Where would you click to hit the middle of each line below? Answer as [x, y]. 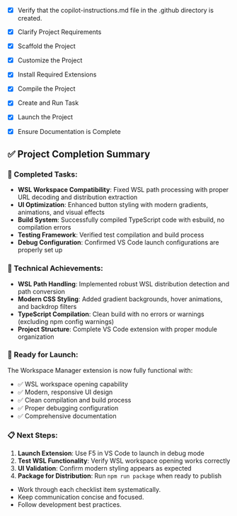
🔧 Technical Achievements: [56, 269]
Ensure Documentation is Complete [69, 131]
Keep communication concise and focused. [81, 497]
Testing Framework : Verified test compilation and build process [111, 235]
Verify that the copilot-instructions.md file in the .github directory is [116, 10]
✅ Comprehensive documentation [67, 416]
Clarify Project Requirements [59, 32]
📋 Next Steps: [33, 435]
